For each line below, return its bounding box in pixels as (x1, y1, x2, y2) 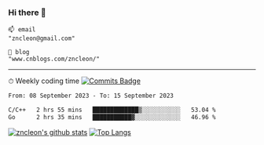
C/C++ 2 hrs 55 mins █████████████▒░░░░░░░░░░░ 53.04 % (8, 106, 216, 114)
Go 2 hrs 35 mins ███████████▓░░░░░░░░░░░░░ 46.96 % (8, 114, 216, 121)
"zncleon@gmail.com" (8, 34, 76, 42)
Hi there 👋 (8, 7, 47, 18)
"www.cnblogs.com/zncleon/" (8, 55, 101, 63)
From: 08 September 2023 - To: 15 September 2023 (8, 92, 174, 100)
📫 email (8, 26, 36, 34)
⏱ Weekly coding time (8, 76, 80, 85)
